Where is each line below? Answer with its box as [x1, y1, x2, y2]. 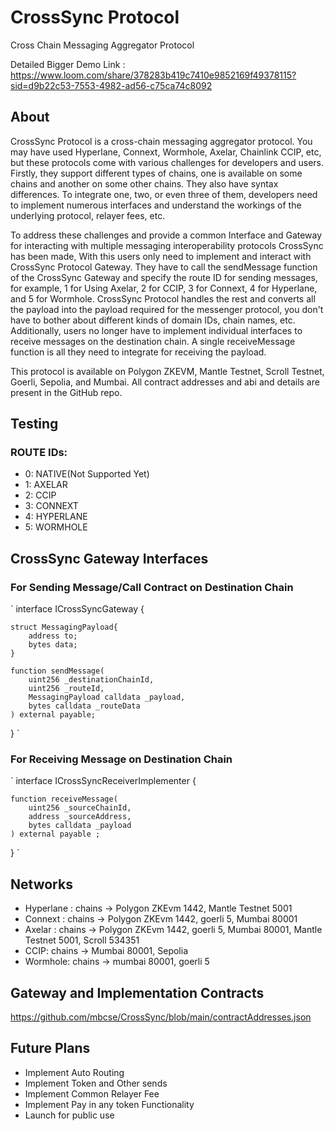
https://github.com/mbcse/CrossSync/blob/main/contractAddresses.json [10, 1011, 312, 1023]
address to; [28, 631, 78, 641]
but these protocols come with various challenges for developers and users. [10, 156, 324, 168]
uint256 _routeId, [28, 684, 105, 694]
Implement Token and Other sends [24, 1077, 168, 1089]
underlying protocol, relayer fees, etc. [10, 209, 166, 221]
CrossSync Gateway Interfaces [10, 550, 209, 567]
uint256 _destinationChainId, [28, 675, 155, 685]
